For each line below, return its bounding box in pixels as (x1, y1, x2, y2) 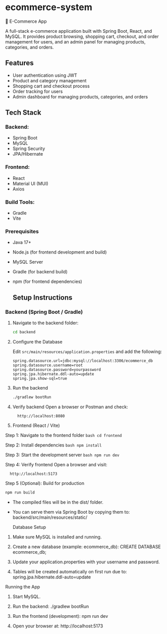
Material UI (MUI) (12, 180, 49, 186)
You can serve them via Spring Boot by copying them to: (12, 509, 130, 515)
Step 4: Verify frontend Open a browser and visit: (5, 461, 107, 467)
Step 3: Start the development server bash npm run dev (5, 452, 120, 458)
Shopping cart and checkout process (12, 83, 90, 89)
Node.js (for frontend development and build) (12, 249, 107, 255)
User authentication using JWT (12, 72, 77, 78)
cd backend (12, 330, 36, 335)
